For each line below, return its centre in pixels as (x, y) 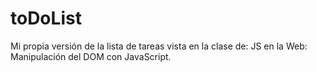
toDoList (46, 18)
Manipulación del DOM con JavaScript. (91, 56)
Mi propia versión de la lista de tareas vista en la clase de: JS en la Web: (159, 46)
